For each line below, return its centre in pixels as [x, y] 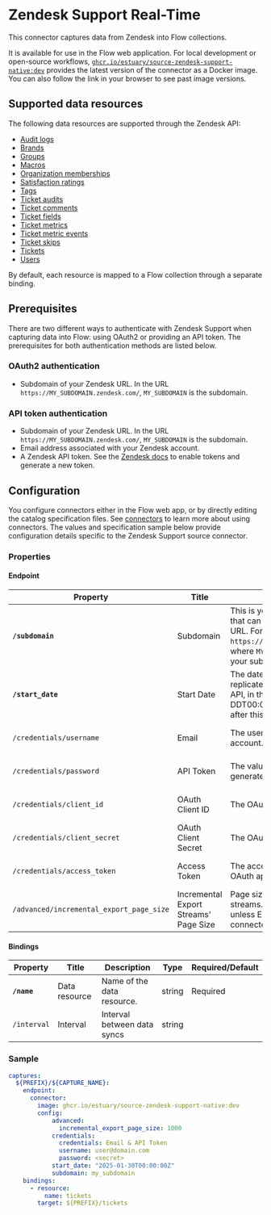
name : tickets [68, 1196]
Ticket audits [42, 199]
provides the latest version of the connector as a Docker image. [152, 69]
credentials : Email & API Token [113, 1143]
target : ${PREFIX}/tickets [83, 1203]
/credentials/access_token [64, 871]
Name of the [125, 981]
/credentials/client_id [58, 804]
